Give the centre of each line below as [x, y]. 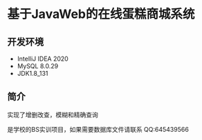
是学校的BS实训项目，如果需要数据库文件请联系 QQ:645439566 [98, 129]
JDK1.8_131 [33, 73]
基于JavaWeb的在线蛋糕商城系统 [101, 14]
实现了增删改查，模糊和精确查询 [53, 114]
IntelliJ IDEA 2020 [43, 59]
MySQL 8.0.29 [38, 66]
